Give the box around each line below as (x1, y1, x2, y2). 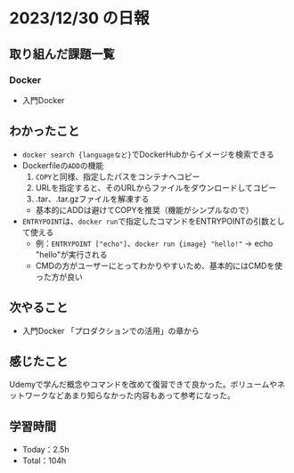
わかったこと (9, 124, 80, 139)
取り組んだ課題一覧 (9, 46, 115, 61)
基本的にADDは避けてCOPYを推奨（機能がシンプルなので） (35, 204, 254, 215)
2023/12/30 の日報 (9, 8, 150, 29)
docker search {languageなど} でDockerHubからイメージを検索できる (21, 149, 274, 159)
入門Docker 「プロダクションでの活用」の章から (21, 325, 200, 336)
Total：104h (21, 455, 67, 466)
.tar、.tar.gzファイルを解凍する (35, 193, 150, 204)
